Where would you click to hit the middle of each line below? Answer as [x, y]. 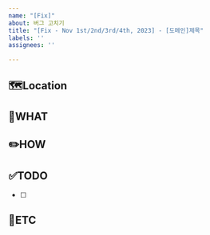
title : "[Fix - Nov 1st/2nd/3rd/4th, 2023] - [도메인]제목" [106, 30]
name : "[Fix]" [32, 16]
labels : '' [26, 38]
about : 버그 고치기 [36, 23]
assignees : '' [32, 45]
